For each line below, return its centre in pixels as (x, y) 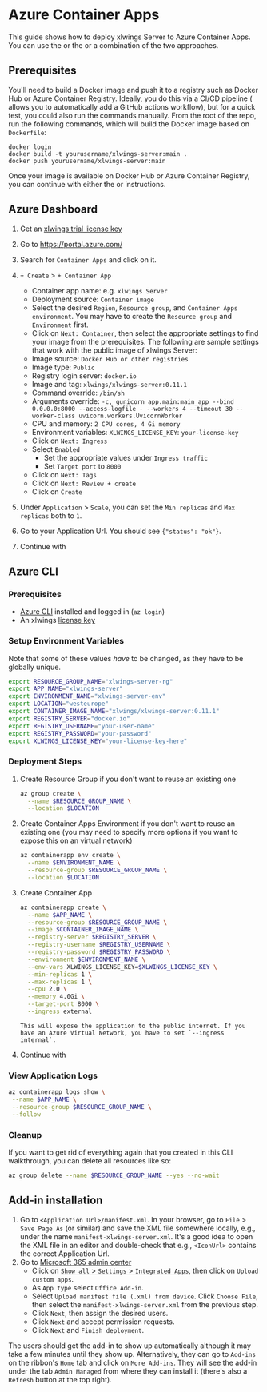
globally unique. (35, 667)
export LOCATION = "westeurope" (59, 704)
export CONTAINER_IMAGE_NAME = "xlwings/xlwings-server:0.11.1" (114, 712)
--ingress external (60, 1012)
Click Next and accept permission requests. (103, 1322)
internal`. (38, 1040)
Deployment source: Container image (93, 299)
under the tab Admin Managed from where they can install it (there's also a (128, 1371)
